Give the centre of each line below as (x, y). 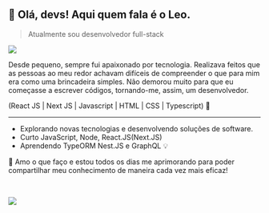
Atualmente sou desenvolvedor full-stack (96, 34)
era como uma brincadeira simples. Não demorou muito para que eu (121, 82)
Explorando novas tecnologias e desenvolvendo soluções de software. (137, 128)
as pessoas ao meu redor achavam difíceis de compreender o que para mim (134, 73)
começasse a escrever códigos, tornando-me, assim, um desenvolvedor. (128, 90)
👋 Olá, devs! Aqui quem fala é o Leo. (99, 15)
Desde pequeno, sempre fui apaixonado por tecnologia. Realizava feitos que (134, 64)
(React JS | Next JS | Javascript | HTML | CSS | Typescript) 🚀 (109, 106)
